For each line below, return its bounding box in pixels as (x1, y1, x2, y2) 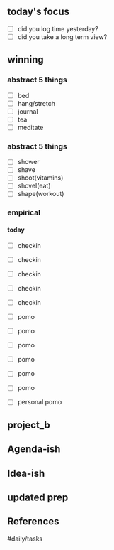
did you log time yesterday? (17, 24, 99, 33)
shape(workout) (17, 190, 64, 198)
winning (7, 53, 44, 66)
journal (17, 107, 38, 116)
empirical (7, 207, 41, 217)
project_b (7, 419, 51, 431)
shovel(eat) (17, 181, 51, 190)
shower (17, 158, 40, 166)
